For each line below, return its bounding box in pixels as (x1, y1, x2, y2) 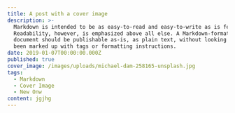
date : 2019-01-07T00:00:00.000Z (7, 50, 101, 57)
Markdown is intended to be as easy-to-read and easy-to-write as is (13, 23, 220, 30)
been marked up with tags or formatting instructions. (13, 43, 177, 50)
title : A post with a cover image (7, 10, 108, 18)
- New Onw (13, 88, 42, 95)
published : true (7, 56, 55, 63)
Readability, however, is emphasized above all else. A (13, 29, 180, 37)
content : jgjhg (7, 95, 52, 102)
